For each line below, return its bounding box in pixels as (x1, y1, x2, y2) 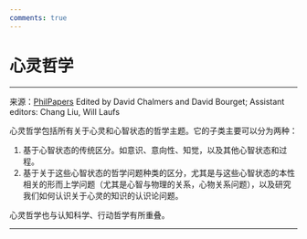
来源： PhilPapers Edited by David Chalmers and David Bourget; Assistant (9, 96, 285, 107)
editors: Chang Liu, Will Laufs (9, 106, 121, 117)
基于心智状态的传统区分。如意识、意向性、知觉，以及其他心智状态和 (22, 144, 280, 155)
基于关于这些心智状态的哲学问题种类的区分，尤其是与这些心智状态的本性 (22, 167, 295, 178)
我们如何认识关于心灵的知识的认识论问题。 (22, 190, 184, 201)
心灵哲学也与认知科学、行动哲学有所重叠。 (9, 209, 170, 220)
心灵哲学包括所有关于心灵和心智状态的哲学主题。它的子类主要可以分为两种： (9, 125, 298, 136)
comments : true (9, 13, 68, 23)
